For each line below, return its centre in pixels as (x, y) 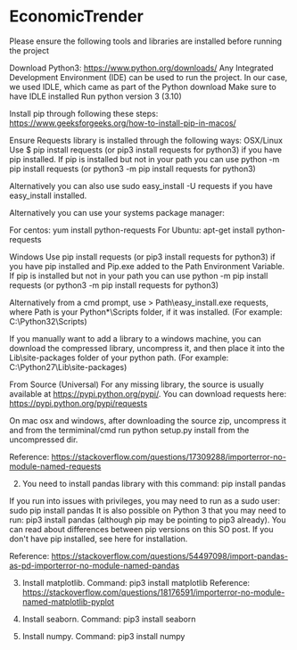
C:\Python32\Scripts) (48, 321)
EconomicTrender (77, 16)
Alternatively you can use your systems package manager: (117, 212)
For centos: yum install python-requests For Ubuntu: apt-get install (132, 230)
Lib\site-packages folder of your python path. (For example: (119, 358)
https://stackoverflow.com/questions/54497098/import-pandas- (169, 555)
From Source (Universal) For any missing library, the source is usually (137, 384)
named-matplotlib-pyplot (68, 601)
